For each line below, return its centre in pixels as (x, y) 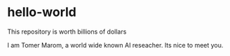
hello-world (42, 12)
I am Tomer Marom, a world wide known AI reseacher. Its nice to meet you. (115, 45)
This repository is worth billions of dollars (67, 31)
